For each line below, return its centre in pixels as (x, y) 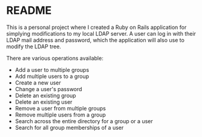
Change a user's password (49, 89)
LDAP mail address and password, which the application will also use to (95, 40)
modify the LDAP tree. (34, 46)
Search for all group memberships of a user (69, 127)
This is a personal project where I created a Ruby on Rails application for (96, 27)
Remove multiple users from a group (60, 115)
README (29, 11)
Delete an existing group (46, 95)
